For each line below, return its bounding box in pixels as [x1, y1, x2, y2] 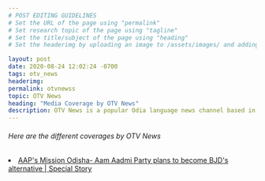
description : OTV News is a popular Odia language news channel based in [8, 107, 256, 115]
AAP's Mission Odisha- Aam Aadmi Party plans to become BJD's [18, 156, 229, 165]
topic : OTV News [8, 92, 62, 100]
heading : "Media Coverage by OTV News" [8, 100, 140, 107]
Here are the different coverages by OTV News [8, 131, 162, 141]
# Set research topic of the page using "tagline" [8, 26, 178, 34]
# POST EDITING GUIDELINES [8, 11, 97, 20]
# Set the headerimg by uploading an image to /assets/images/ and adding [8, 41, 259, 49]
